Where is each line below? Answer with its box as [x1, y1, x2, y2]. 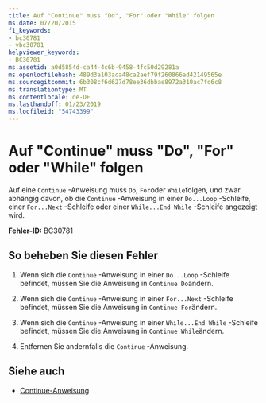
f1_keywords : [8, 26, 52, 34]
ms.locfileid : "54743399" [8, 108, 94, 116]
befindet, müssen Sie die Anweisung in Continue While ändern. [19, 326, 225, 335]
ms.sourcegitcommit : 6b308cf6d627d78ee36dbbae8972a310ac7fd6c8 [8, 78, 222, 86]
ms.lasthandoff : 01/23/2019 [8, 100, 102, 108]
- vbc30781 [8, 41, 44, 49]
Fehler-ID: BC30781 [8, 226, 74, 235]
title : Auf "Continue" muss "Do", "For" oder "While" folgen [8, 11, 215, 20]
